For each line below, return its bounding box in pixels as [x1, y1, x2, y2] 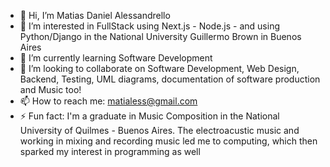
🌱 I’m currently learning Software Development [19, 52, 213, 64]
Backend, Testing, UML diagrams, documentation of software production [19, 73, 321, 85]
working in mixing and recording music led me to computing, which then [19, 135, 318, 147]
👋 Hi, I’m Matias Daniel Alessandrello [19, 10, 171, 21]
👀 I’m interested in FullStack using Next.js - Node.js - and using [19, 20, 281, 32]
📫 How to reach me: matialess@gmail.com [19, 95, 198, 107]
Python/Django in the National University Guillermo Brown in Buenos [19, 31, 302, 42]
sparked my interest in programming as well [19, 146, 201, 157]
